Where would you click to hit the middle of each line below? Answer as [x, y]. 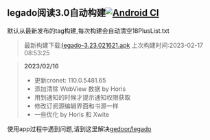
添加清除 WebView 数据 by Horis [80, 89]
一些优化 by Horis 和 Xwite [72, 114]
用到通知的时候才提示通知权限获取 [82, 97]
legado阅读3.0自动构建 [57, 13]
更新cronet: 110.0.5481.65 [70, 80]
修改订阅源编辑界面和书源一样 [76, 106]
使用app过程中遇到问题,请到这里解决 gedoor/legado [79, 128]
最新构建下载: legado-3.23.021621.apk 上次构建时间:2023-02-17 [114, 45]
